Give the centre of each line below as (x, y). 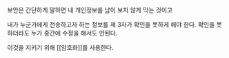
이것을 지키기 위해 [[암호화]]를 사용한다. (60, 47)
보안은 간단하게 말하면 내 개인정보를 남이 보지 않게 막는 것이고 (90, 10)
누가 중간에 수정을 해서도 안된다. (74, 33)
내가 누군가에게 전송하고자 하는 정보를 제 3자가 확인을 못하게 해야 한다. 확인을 (111, 25)
